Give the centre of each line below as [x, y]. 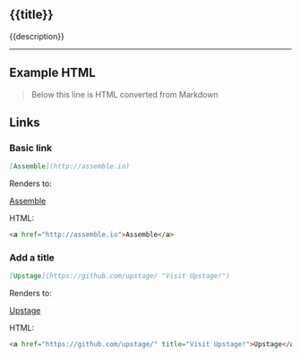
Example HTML [52, 73]
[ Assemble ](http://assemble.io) [69, 166]
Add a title [32, 257]
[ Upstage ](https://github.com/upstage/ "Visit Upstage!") [120, 277]
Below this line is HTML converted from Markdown [125, 94]
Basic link [30, 148]
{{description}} [37, 36]
